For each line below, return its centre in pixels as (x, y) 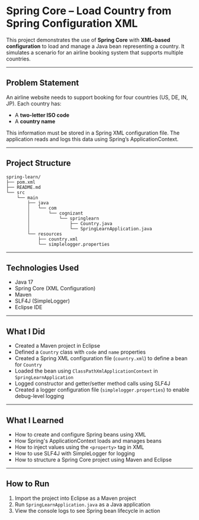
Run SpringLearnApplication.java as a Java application (83, 504)
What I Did (26, 331)
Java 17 (24, 282)
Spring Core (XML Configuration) (55, 288)
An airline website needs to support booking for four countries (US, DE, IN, (97, 97)
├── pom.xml (21, 182)
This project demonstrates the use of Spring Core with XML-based (88, 40)
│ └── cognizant (55, 213)
